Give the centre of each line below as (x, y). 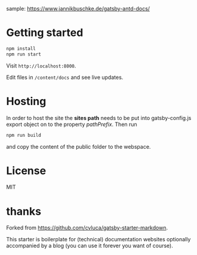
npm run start (24, 54)
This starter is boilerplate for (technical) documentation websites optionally (98, 239)
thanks (24, 211)
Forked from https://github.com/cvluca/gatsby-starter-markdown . (87, 228)
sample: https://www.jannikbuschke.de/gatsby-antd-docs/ (78, 9)
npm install (21, 48)
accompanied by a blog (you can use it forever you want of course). (90, 246)
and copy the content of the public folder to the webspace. (79, 146)
